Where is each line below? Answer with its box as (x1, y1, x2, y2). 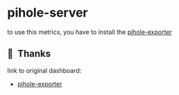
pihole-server (7, 5, 88, 21)
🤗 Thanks (7, 48, 51, 60)
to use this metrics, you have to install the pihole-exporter (7, 28, 172, 36)
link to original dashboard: (7, 66, 82, 74)
